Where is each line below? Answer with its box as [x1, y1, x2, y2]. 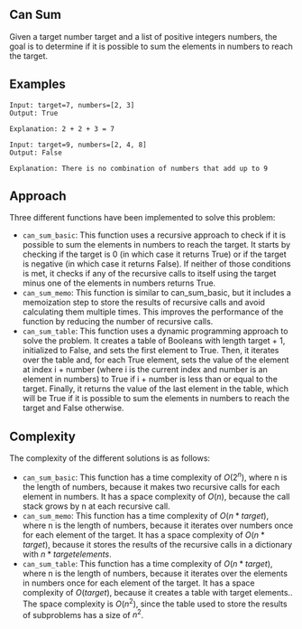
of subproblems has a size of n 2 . [22, 607, 144, 620]
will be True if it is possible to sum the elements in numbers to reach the [22, 393, 290, 404]
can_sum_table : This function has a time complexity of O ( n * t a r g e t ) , [22, 558, 273, 568]
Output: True [9, 108, 59, 117]
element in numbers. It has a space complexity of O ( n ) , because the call [22, 491, 290, 502]
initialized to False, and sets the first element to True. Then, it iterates [22, 345, 279, 356]
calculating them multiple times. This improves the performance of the [22, 306, 284, 317]
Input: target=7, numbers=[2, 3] [9, 100, 135, 109]
